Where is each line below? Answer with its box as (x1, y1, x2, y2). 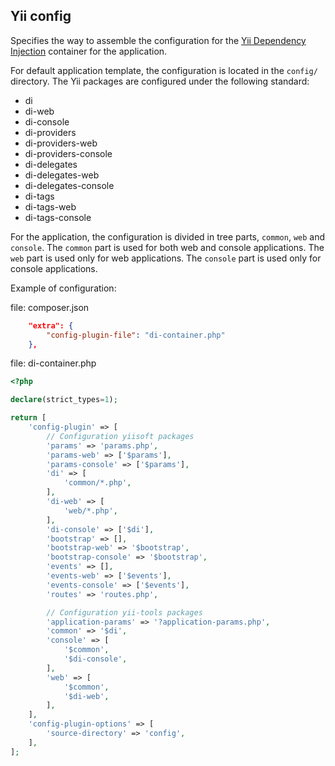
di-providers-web (24, 137, 98, 149)
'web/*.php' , (63, 505, 118, 516)
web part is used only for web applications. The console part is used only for (10, 252, 322, 264)
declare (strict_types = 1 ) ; (10, 395, 118, 405)
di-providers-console (24, 147, 113, 159)
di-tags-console (24, 211, 92, 223)
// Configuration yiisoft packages (46, 431, 195, 441)
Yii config (10, 8, 72, 25)
